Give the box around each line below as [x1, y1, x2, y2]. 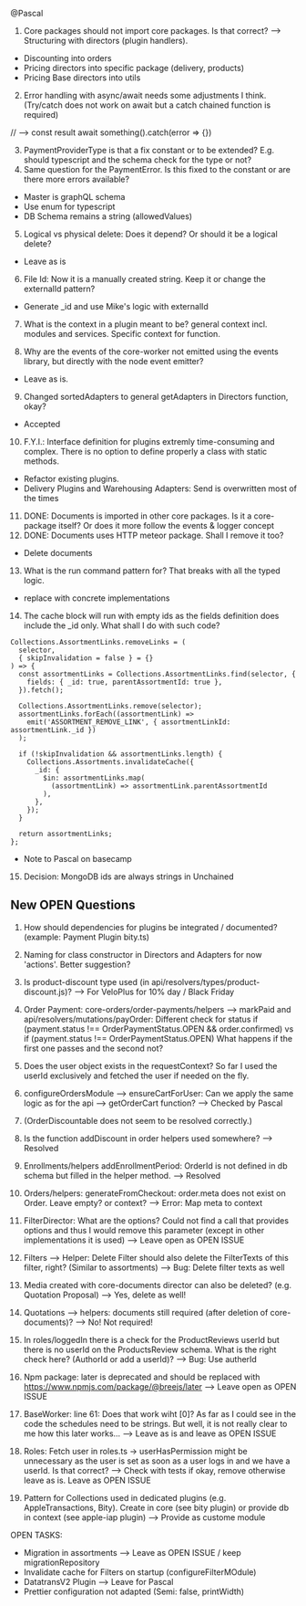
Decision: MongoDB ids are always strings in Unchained [23, 871, 234, 882]
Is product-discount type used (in [23, 976, 149, 987]
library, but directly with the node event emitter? [23, 356, 204, 366]
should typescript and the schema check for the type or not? [23, 154, 252, 165]
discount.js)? [23, 986, 72, 997]
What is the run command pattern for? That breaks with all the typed [23, 565, 280, 576]
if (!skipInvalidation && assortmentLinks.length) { [18, 750, 223, 759]
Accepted [23, 419, 61, 429]
